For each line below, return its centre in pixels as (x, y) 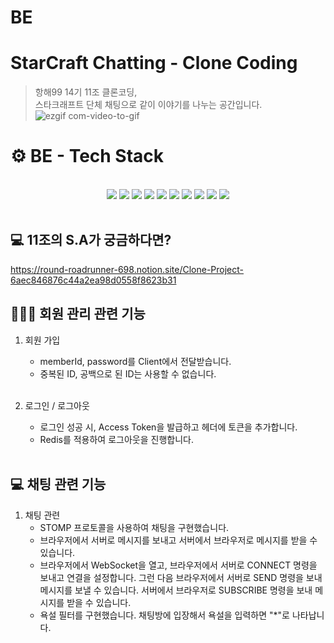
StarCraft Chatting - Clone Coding (154, 63)
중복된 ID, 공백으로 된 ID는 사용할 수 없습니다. (128, 373)
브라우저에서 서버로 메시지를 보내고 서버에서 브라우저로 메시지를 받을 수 (178, 540)
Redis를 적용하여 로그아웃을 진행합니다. (116, 439)
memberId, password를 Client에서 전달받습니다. (135, 361)
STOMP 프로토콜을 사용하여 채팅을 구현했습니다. (134, 527)
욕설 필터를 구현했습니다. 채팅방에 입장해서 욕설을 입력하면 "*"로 (165, 615)
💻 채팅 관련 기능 (58, 484)
